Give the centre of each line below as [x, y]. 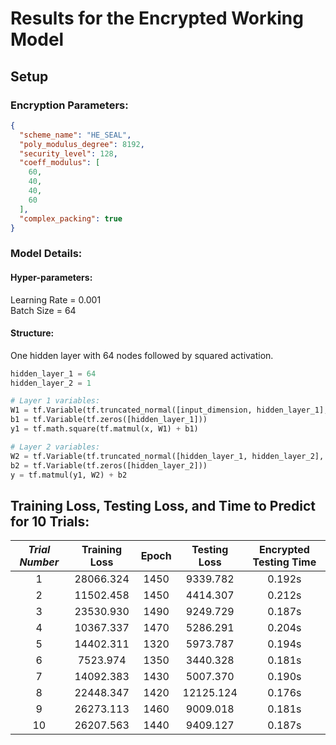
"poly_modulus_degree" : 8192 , [82, 144]
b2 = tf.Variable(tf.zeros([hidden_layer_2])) [109, 465]
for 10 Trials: [50, 521]
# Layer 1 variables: [55, 401]
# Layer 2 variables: [55, 447]
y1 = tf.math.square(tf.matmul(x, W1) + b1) [104, 429]
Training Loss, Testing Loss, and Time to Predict [163, 505]
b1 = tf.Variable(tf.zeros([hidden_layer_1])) [109, 420]
